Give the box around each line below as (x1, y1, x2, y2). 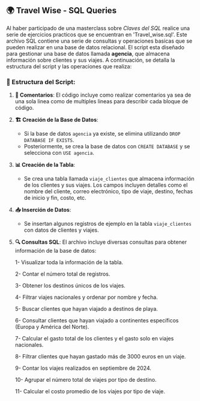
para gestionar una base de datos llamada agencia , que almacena (6, 50, 170, 57)
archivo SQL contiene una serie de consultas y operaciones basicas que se (6, 37, 193, 44)
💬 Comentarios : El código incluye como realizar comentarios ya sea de (14, 91, 192, 98)
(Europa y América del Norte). (14, 324, 89, 331)
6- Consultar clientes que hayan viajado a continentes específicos (14, 317, 179, 324)
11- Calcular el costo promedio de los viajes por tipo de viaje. (14, 388, 165, 395)
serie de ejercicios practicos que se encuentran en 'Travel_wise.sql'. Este (6, 31, 187, 38)
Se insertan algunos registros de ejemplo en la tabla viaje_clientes (23, 220, 192, 228)
